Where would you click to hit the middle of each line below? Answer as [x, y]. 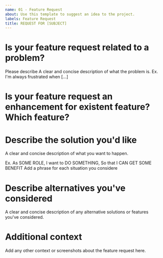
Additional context [44, 237]
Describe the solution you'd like [71, 140]
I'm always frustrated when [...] [37, 77]
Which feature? [37, 117]
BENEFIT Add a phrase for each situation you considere [61, 168]
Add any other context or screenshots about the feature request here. [76, 251]
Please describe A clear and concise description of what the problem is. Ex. [81, 72]
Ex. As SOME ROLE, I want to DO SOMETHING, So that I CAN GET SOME [78, 163]
